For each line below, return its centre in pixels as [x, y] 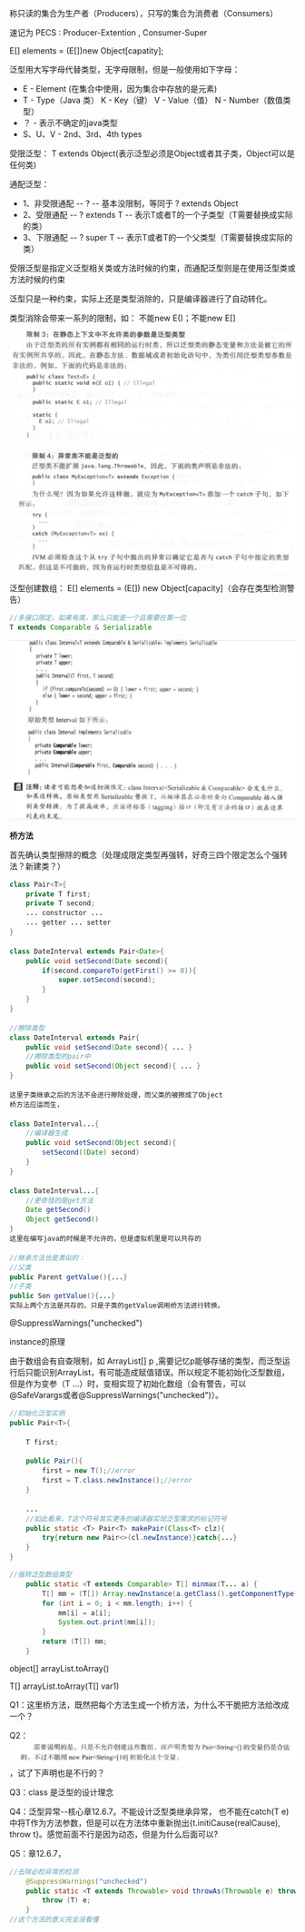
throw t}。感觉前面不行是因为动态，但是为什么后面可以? [114, 1834]
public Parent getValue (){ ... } [69, 1277]
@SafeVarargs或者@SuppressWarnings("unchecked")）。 [117, 1395]
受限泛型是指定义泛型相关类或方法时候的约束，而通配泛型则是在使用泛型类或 [152, 268]
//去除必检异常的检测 [44, 1872]
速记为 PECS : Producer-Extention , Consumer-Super [108, 33]
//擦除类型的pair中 [58, 1057]
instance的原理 [37, 1342]
